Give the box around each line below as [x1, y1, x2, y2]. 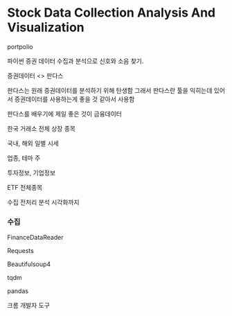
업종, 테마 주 [7, 154, 41, 162]
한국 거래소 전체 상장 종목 [7, 124, 76, 132]
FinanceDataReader [7, 234, 64, 242]
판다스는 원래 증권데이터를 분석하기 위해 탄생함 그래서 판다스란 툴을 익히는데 [7, 86, 213, 94]
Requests [7, 247, 35, 255]
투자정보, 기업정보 [7, 168, 56, 177]
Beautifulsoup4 [7, 260, 51, 268]
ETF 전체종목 [7, 183, 43, 191]
